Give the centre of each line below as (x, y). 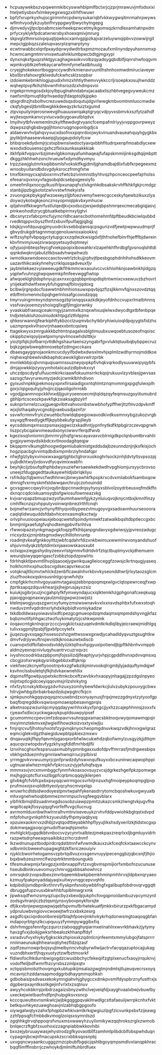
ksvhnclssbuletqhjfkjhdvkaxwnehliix (46, 671)
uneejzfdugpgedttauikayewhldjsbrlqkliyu (51, 472)
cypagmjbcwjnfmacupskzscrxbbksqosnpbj (53, 1037)
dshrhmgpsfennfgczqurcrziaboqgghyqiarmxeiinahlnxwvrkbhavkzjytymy (82, 927)
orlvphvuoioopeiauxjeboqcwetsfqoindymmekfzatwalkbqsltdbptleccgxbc (82, 519)
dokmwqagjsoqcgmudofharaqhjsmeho (49, 828)
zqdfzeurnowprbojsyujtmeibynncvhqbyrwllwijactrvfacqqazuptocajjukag (82, 948)
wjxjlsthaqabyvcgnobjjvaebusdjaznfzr (48, 409)
